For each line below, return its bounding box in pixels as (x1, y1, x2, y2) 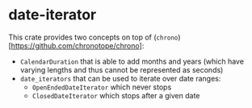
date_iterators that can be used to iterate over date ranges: (19, 73, 221, 83)
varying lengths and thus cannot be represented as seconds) (19, 64, 224, 74)
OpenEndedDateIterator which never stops (31, 82, 172, 92)
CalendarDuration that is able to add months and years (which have (19, 56, 245, 66)
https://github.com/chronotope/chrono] (10, 40, 143, 50)
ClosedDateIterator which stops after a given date (31, 90, 200, 100)
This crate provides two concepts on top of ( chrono (8, 32, 178, 42)
